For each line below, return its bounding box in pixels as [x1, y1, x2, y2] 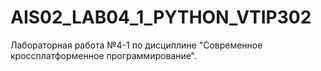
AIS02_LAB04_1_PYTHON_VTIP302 [10, 6, 312, 29]
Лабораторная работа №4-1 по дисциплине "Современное [10, 39, 263, 51]
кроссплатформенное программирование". [10, 49, 198, 61]
